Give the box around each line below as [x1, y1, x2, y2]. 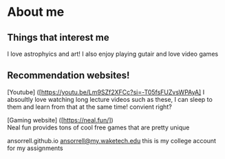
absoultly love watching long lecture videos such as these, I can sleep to [7, 95, 213, 103]
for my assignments [7, 144, 63, 152]
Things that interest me [7, 32, 109, 43]
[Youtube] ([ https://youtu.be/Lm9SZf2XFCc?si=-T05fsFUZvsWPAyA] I [7, 87, 205, 96]
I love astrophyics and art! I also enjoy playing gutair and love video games [7, 50, 219, 58]
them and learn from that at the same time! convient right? [7, 103, 172, 111]
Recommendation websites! [7, 70, 130, 81]
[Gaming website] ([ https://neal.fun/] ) [7, 116, 114, 124]
